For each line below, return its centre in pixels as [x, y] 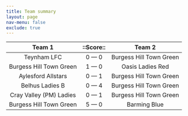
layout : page [22, 17]
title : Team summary [31, 11]
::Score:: [94, 47]
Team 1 [43, 47]
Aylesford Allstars [43, 76]
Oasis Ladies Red [145, 66]
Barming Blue [145, 104]
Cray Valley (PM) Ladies [43, 95]
